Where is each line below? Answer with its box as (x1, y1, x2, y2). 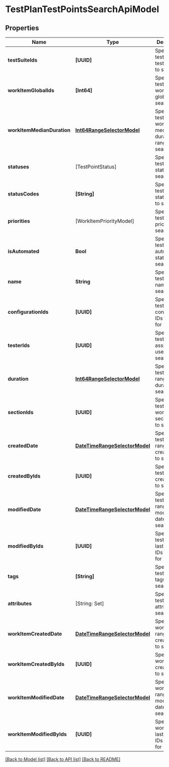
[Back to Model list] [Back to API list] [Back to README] (5, 756, 121, 762)
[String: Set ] (75, 600, 104, 607)
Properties (5, 24, 39, 32)
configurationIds (8, 309, 49, 315)
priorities (8, 218, 30, 224)
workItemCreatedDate (8, 630, 62, 637)
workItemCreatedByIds (8, 660, 64, 668)
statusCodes (8, 190, 39, 197)
